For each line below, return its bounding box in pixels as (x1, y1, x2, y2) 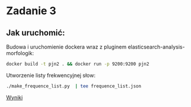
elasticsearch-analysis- (128, 43, 185, 50)
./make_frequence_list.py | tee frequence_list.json (6, 83, 142, 89)
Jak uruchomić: (6, 28, 65, 38)
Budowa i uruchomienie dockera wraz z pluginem (6, 43, 127, 50)
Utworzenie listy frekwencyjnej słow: (6, 72, 96, 79)
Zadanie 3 (6, 4, 57, 18)
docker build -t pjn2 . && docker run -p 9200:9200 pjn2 (6, 61, 150, 67)
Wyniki (6, 93, 23, 101)
